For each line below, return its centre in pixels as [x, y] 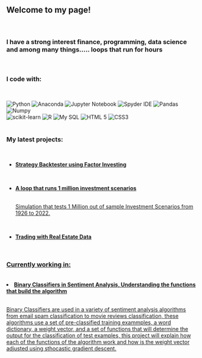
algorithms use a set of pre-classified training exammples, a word [89, 322]
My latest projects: [35, 139]
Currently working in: [39, 264]
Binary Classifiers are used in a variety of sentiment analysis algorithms [96, 309]
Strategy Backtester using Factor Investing [71, 165]
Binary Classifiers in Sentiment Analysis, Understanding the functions [105, 285]
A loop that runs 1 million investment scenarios [76, 188]
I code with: [24, 79]
